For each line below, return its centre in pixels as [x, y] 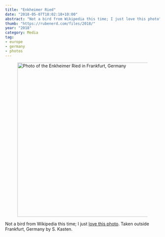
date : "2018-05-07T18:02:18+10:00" [41, 14]
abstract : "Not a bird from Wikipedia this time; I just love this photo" [83, 19]
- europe [14, 42]
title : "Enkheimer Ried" [30, 10]
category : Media [22, 33]
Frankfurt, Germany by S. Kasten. [39, 229]
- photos [14, 51]
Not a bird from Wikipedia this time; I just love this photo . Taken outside [77, 224]
